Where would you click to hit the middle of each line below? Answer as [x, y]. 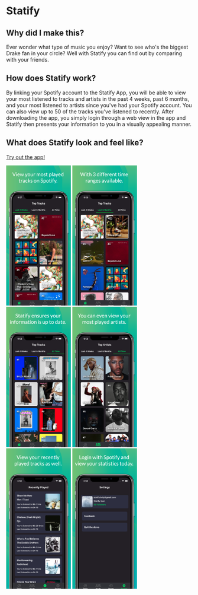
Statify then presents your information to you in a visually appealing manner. [99, 124]
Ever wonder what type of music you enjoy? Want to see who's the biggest [97, 47]
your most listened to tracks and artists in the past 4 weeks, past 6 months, [98, 98]
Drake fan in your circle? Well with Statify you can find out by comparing [94, 53]
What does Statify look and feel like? [75, 143]
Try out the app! [26, 157]
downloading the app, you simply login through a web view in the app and [96, 117]
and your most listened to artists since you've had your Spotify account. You [99, 105]
